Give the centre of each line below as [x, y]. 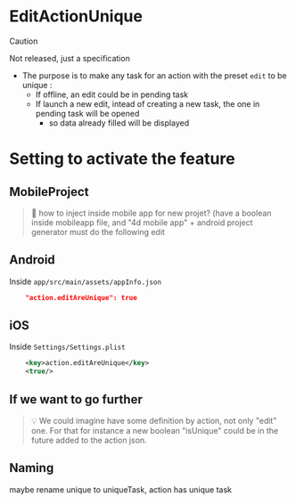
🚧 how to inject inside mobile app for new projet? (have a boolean [151, 213]
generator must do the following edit [98, 232]
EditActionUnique [76, 16]
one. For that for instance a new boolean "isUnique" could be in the [155, 431]
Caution [24, 41]
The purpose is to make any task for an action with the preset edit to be [154, 75]
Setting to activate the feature [122, 159]
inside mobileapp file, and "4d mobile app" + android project [142, 222]
